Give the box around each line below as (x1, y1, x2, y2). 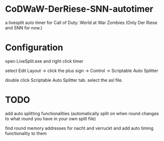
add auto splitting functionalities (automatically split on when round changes (5, 110, 159, 116)
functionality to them (5, 130, 47, 136)
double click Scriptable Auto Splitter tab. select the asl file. (5, 77, 123, 83)
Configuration (5, 42, 64, 53)
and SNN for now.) (5, 24, 43, 30)
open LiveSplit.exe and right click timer (5, 58, 84, 64)
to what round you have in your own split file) (5, 116, 96, 121)
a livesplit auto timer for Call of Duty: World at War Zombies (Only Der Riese (5, 20, 158, 25)
